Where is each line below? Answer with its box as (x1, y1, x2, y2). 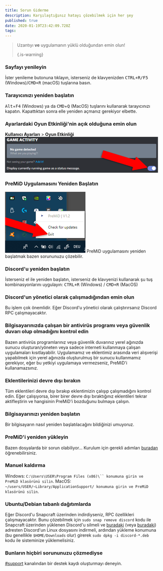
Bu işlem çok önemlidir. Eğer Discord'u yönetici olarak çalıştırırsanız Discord (5, 305, 157, 311)
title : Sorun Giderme (5, 8, 49, 13)
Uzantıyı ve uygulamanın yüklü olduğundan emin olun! (16, 42, 125, 48)
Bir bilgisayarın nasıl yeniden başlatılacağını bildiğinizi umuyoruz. (5, 421, 134, 427)
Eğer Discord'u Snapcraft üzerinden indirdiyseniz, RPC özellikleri (5, 512, 134, 518)
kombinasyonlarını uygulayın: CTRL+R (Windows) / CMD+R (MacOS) (5, 282, 138, 287)
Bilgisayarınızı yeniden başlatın (5, 410, 81, 417)
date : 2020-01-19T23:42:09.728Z (5, 23, 70, 28)
